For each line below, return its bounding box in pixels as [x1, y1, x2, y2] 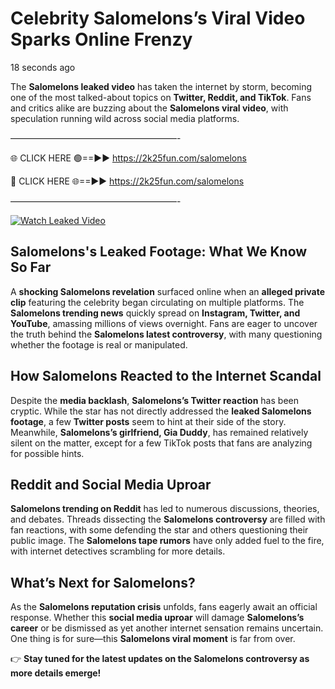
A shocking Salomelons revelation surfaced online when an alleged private [10, 285, 325, 297]
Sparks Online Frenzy [10, 28, 193, 51]
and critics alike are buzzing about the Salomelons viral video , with [10, 102, 289, 114]
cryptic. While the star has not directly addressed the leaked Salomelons [10, 405, 312, 417]
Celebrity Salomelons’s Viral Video [10, 7, 306, 30]
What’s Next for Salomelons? [10, 574, 196, 591]
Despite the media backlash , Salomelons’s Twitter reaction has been [10, 394, 299, 406]
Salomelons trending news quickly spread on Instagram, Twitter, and [10, 307, 301, 319]
